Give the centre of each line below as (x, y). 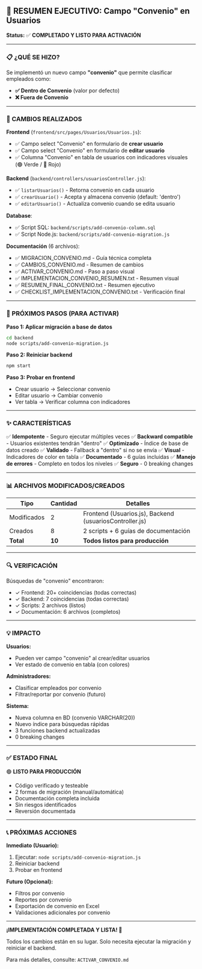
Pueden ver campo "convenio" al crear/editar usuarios (82, 658)
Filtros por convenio (40, 894)
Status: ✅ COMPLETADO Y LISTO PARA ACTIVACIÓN (74, 35)
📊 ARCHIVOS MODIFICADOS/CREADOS (66, 485)
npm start (19, 366)
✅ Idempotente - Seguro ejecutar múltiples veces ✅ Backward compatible (100, 436)
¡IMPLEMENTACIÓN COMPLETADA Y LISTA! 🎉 (64, 930)
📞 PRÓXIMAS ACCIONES (41, 832)
